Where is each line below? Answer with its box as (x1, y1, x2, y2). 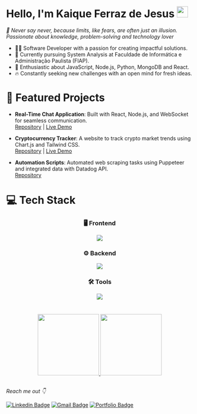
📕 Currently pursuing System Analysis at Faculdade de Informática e (14, 50, 182, 58)
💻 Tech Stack (6, 194, 76, 207)
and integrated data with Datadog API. (14, 165, 109, 172)
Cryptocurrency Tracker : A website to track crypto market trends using (14, 134, 191, 142)
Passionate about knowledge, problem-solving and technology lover (6, 33, 174, 40)
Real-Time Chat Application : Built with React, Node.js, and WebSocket (14, 110, 189, 118)
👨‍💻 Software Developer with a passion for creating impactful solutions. (14, 45, 188, 52)
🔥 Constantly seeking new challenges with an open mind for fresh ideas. (14, 69, 192, 77)
